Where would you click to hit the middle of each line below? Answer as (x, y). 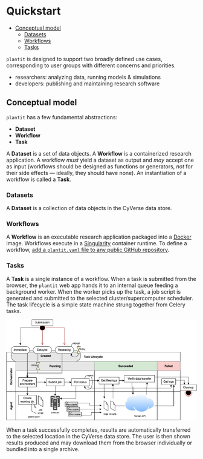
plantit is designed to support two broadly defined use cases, (84, 59)
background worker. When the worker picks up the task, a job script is (94, 291)
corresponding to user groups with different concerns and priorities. (91, 65)
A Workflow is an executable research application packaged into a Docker (99, 237)
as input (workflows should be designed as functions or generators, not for (100, 166)
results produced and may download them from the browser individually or (99, 443)
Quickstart (34, 11)
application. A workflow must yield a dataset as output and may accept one (100, 160)
